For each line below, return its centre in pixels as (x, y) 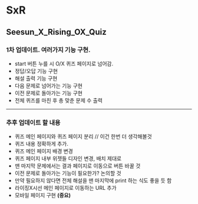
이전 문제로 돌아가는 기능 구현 (48, 93)
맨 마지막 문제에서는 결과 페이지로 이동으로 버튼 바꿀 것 (77, 166)
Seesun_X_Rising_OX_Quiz (57, 32)
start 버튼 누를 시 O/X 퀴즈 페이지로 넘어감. (64, 63)
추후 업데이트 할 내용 (33, 122)
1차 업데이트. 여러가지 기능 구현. (48, 49)
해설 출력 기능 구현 (36, 78)
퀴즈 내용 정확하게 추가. (42, 144)
